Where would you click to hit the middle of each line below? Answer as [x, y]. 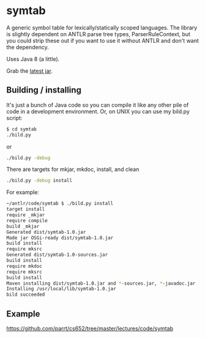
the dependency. [28, 47]
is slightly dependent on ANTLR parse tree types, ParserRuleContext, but [99, 34]
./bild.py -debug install [39, 181]
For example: [23, 192]
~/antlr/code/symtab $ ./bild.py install [60, 204]
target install [26, 209]
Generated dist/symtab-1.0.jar [46, 232]
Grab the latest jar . [30, 70]
